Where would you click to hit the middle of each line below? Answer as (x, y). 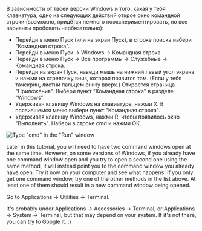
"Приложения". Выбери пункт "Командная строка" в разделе (94, 91)
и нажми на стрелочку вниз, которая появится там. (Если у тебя (98, 78)
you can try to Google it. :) (39, 221)
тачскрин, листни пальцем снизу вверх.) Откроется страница (95, 85)
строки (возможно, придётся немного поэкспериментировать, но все (97, 21)
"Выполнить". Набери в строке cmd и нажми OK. (78, 123)
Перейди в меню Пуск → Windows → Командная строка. (88, 53)
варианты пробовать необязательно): (55, 28)
